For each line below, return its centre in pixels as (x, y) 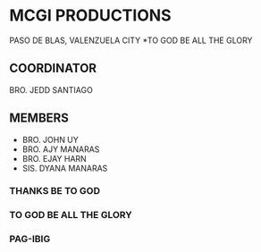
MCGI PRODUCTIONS (90, 16)
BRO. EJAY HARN (54, 158)
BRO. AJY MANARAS (61, 149)
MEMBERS (39, 118)
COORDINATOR (53, 68)
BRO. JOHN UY (50, 139)
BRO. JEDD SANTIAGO (51, 89)
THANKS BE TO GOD (55, 191)
